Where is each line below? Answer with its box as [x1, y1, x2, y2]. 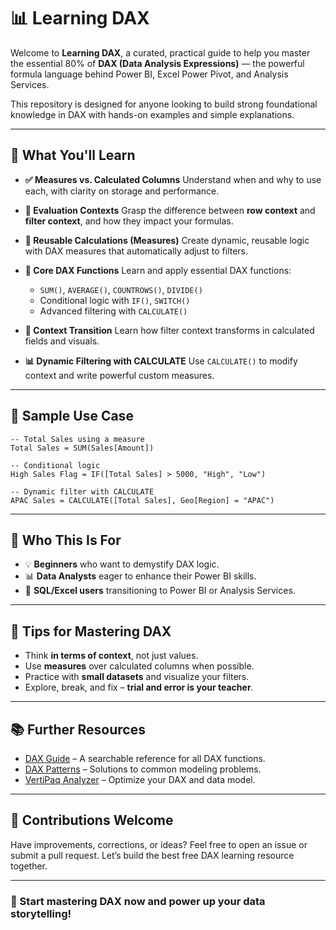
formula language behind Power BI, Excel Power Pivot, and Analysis [10, 68, 289, 80]
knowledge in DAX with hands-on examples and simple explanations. [10, 108, 295, 120]
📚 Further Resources [10, 721, 146, 738]
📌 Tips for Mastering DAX [10, 623, 172, 640]
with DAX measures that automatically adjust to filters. [24, 245, 249, 257]
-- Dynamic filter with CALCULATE [10, 486, 155, 497]
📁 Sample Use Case [10, 408, 134, 425]
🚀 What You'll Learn [10, 147, 136, 164]
